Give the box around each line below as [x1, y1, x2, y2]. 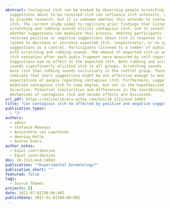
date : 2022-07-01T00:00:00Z [5, 190, 65, 195]
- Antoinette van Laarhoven [10, 129, 69, 134]
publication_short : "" [5, 167, 53, 172]
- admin [10, 120, 26, 125]
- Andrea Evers [10, 139, 42, 144]
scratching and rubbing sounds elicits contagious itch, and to [10, 26, 148, 31]
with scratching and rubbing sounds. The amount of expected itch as [10, 49, 159, 55]
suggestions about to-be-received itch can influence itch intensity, [10, 12, 162, 17]
